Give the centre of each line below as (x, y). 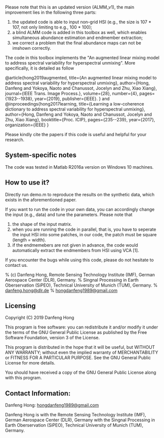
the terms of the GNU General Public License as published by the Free (76, 332)
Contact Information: (38, 393)
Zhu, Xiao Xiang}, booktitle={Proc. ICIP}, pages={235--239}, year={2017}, (80, 120)
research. (15, 140)
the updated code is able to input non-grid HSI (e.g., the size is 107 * (82, 22)
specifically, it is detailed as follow (40, 68)
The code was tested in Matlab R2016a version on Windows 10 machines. (79, 167)
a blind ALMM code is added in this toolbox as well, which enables (79, 32)
